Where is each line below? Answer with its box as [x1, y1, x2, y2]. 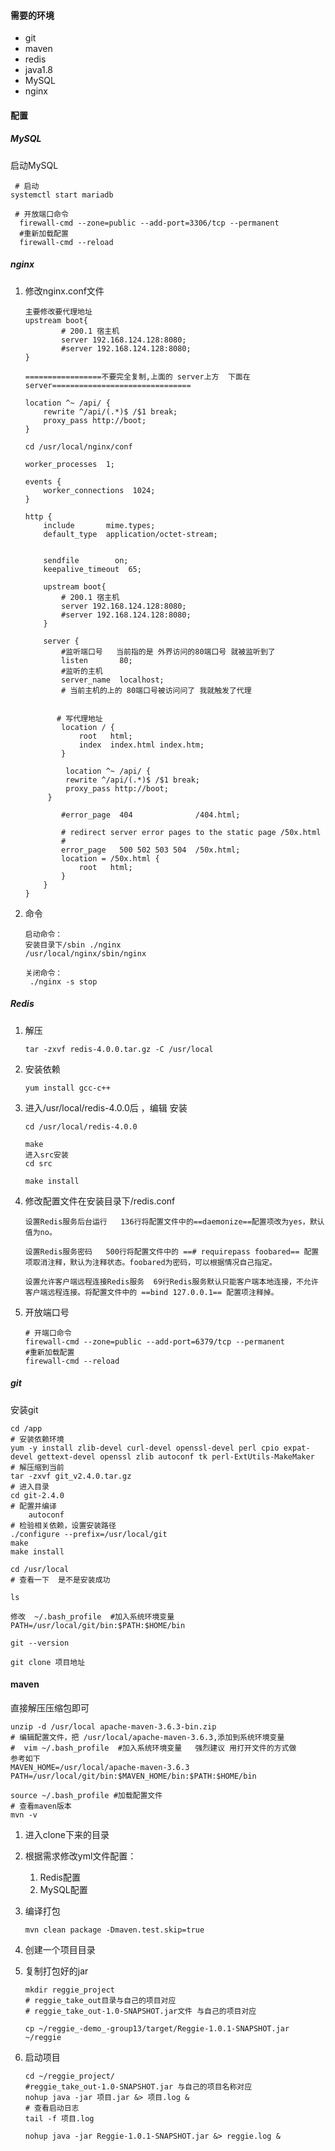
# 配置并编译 [10, 1501, 57, 1511]
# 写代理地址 [56, 713, 103, 724]
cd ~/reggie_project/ [24, 2071, 115, 2081]
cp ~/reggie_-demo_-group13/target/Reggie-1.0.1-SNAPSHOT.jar [24, 2023, 290, 2034]
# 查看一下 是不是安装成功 [10, 1575, 111, 1585]
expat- [283, 1443, 311, 1453]
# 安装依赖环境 [10, 1434, 65, 1444]
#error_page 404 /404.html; [61, 810, 241, 820]
